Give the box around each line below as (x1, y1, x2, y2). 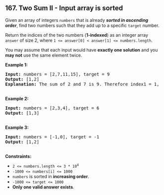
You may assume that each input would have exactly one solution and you (5, 47, 158, 53)
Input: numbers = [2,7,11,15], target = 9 (5, 71, 110, 77)
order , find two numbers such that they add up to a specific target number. (5, 22, 160, 28)
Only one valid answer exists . (12, 184, 74, 190)
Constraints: (5, 153, 32, 159)
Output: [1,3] (5, 110, 40, 116)
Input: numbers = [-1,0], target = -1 (5, 134, 100, 139)
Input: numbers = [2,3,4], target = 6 (5, 105, 100, 111)
